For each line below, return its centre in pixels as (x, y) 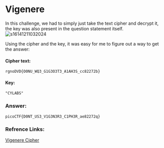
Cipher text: (18, 61)
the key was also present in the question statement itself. (64, 28)
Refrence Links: (25, 129)
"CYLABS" (14, 93)
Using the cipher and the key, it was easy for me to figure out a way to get (82, 43)
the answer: (18, 49)
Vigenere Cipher (22, 140)
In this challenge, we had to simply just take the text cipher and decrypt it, (82, 23)
